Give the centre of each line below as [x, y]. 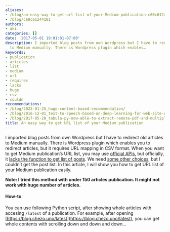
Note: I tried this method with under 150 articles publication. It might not [82, 179]
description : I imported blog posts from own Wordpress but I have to [81, 43]
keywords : [16, 52]
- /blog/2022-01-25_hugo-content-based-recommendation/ [65, 109]
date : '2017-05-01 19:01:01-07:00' [43, 38]
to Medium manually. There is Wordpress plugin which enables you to [78, 143]
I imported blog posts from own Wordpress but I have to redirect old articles [84, 137]
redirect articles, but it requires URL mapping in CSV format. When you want [85, 148]
